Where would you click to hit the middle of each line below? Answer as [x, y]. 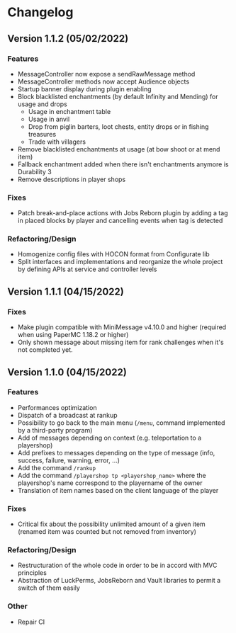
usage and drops [42, 104]
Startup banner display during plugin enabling [84, 89]
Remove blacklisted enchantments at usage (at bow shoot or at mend [119, 149]
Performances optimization [57, 407]
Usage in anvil [49, 119]
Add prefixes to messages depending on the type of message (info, [116, 452]
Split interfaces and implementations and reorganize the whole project [120, 262]
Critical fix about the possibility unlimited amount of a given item [111, 524]
